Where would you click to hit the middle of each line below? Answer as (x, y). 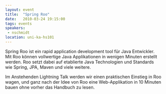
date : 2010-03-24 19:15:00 (35, 19)
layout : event (20, 10)
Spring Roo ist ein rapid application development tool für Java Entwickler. (80, 51)
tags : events (19, 23)
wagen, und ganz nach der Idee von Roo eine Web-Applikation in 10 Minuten (83, 82)
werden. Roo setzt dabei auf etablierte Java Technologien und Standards (80, 62)
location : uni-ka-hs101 (30, 38)
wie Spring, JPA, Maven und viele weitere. (48, 67)
